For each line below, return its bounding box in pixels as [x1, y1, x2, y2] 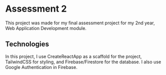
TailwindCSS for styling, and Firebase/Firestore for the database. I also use [5, 59, 161, 65]
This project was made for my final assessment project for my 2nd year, [5, 20, 155, 26]
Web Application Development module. [5, 25, 87, 31]
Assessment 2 [5, 3, 67, 15]
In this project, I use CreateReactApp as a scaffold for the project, [5, 53, 142, 59]
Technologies [5, 40, 50, 49]
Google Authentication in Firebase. [5, 64, 77, 70]
